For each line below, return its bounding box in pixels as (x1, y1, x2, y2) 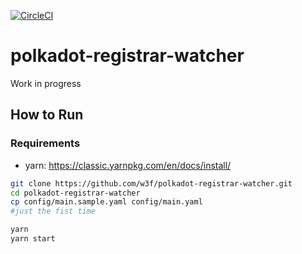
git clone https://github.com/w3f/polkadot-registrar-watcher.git (10, 178, 293, 189)
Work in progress (10, 77, 82, 89)
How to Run (10, 106, 84, 124)
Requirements (10, 136, 81, 150)
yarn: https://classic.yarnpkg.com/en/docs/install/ (24, 159, 232, 171)
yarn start (10, 234, 56, 244)
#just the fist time (10, 206, 97, 217)
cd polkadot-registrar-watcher (10, 188, 141, 198)
